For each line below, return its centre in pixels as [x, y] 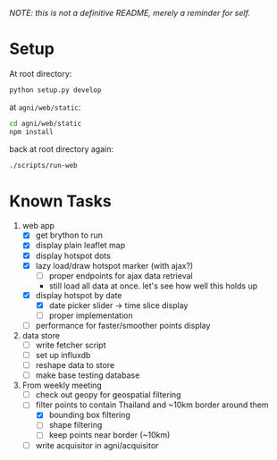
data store [41, 335]
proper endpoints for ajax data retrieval [121, 275]
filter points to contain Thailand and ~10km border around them [152, 405]
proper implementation [91, 315]
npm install [31, 132]
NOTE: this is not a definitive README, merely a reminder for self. [130, 13]
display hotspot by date [79, 295]
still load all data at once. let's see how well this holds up [153, 286]
